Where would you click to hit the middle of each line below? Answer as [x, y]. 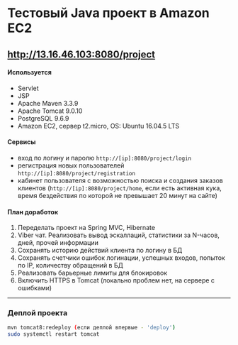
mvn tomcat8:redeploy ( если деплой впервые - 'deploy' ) [91, 328]
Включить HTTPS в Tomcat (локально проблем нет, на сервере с [116, 280]
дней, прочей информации [58, 243]
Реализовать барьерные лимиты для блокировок [92, 273]
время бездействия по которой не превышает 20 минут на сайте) [118, 195]
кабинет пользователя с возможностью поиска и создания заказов [120, 180]
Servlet [28, 88]
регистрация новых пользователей [71, 165]
